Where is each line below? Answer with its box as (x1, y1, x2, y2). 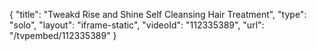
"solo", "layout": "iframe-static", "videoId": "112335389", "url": (9, 19, 265, 31)
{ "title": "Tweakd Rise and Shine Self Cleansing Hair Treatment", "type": (9, 9, 307, 20)
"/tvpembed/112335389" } (9, 30, 117, 41)
